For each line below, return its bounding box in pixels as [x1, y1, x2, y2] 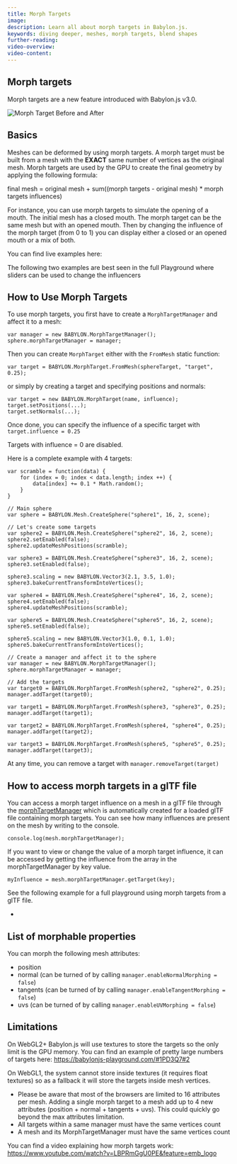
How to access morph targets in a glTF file [7, 780, 197, 792]
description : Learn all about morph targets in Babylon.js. [7, 23, 189, 30]
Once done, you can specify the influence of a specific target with [7, 421, 200, 429]
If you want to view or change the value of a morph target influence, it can [7, 847, 224, 856]
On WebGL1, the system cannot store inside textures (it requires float [7, 1068, 208, 1077]
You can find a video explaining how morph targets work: [7, 1141, 174, 1150]
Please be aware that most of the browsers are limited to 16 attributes [17, 1090, 221, 1098]
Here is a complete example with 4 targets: [7, 454, 133, 463]
